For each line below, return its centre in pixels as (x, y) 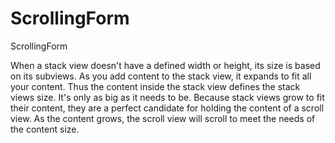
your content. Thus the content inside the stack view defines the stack (155, 86)
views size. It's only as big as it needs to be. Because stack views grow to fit (167, 97)
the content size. (45, 129)
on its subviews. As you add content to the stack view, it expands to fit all (161, 76)
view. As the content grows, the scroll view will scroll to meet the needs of (163, 118)
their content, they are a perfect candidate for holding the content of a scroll (167, 108)
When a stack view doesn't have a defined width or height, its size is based (165, 65)
